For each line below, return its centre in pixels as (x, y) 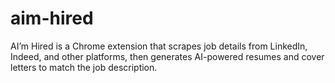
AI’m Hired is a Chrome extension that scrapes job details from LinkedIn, (159, 46)
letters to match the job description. (84, 67)
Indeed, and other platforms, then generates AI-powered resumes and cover (167, 56)
